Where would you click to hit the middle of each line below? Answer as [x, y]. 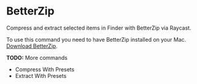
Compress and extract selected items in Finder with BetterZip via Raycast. [99, 28]
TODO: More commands [37, 57]
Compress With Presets [45, 69]
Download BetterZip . [32, 46]
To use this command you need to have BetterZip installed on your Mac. [96, 39]
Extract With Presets [41, 76]
